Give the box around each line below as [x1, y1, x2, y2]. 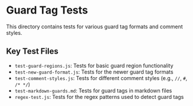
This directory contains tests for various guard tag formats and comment [6, 23, 183, 30]
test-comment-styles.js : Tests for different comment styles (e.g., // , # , [14, 74, 188, 81]
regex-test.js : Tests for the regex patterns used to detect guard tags [14, 93, 184, 100]
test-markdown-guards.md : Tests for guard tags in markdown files [14, 87, 172, 94]
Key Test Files [6, 47, 59, 57]
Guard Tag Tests [6, 4, 89, 17]
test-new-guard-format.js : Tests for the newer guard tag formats [14, 68, 174, 75]
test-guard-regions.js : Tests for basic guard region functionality [14, 62, 174, 69]
